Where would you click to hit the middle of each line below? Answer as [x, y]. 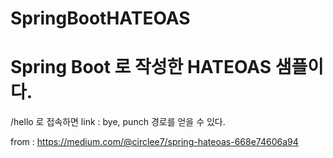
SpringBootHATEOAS [100, 18]
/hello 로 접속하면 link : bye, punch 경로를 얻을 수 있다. [118, 122]
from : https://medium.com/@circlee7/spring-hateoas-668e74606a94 [154, 142]
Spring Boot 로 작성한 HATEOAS [141, 67]
